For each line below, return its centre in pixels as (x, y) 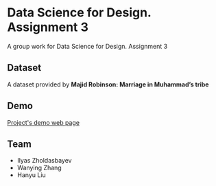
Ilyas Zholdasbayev (44, 161)
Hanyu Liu (31, 175)
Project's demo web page (44, 122)
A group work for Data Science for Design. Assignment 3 (87, 46)
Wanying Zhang (39, 168)
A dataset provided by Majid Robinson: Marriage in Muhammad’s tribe (108, 84)
